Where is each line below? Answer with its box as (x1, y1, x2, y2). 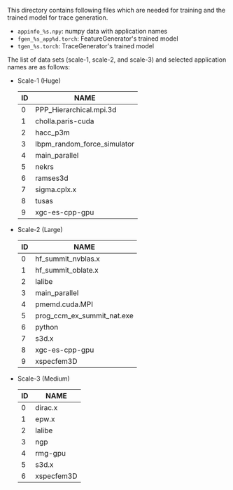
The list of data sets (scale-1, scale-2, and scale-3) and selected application (7, 55, 227, 64)
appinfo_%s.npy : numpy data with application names (17, 27, 168, 35)
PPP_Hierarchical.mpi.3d (34, 105, 117, 114)
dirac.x (34, 403, 58, 412)
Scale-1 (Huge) (17, 76, 62, 85)
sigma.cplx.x (34, 185, 77, 194)
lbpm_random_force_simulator (34, 139, 135, 149)
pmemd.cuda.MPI (34, 299, 93, 309)
